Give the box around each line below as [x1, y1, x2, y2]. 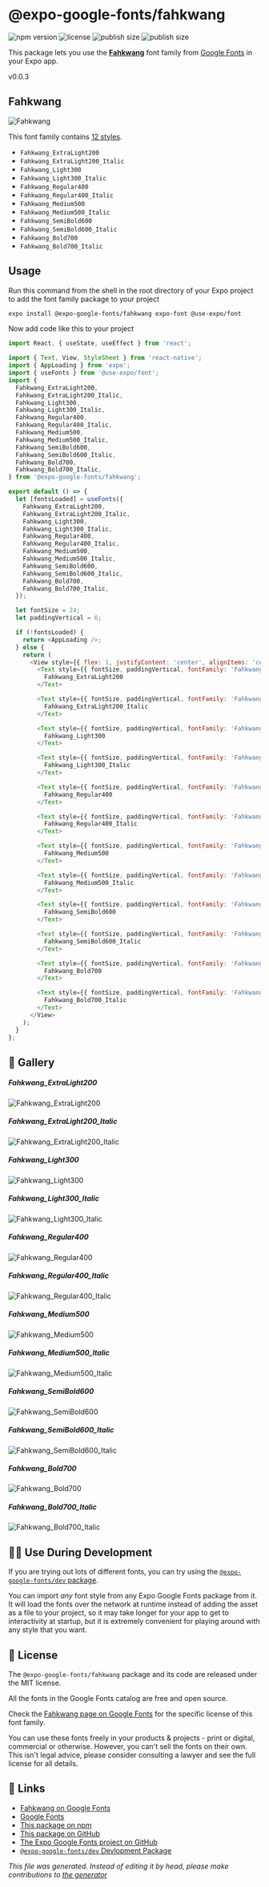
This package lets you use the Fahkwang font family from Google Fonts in [8, 47, 253, 57]
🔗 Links [8, 1782, 46, 1796]
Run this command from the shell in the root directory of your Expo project [8, 285, 254, 295]
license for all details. [8, 1759, 78, 1768]
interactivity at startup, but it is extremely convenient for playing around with [8, 1617, 260, 1626]
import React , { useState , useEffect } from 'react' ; [8, 339, 192, 348]
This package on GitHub [19, 1828, 100, 1838]
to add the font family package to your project [8, 294, 160, 304]
